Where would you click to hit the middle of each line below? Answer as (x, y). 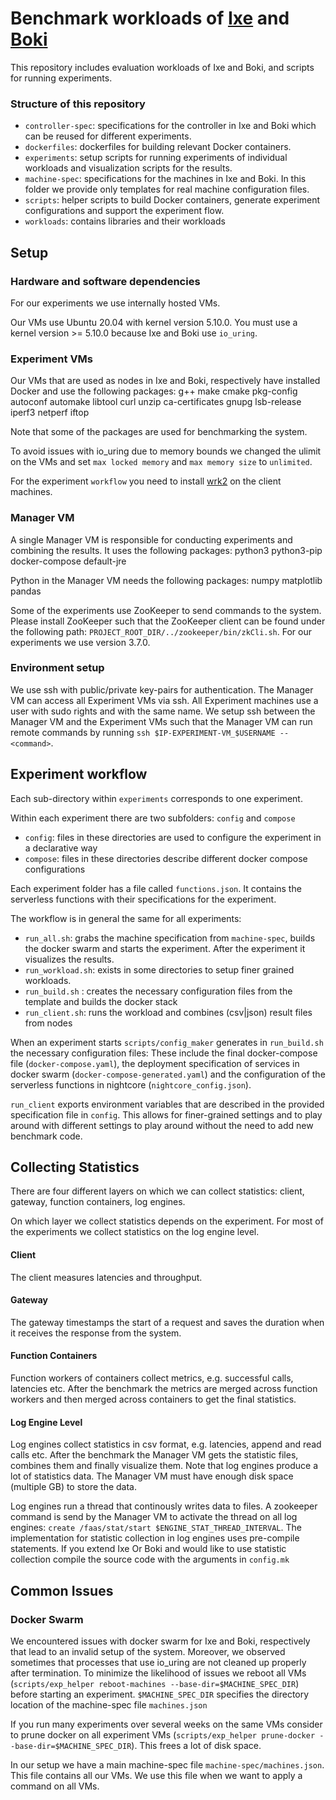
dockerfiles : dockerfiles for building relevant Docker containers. (158, 147)
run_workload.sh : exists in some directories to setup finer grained (159, 969)
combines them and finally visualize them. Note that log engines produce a (164, 1466)
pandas (26, 591)
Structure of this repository (78, 104)
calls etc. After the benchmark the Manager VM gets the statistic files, (154, 1455)
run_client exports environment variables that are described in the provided (167, 1104)
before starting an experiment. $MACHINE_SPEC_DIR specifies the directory (160, 1694)
